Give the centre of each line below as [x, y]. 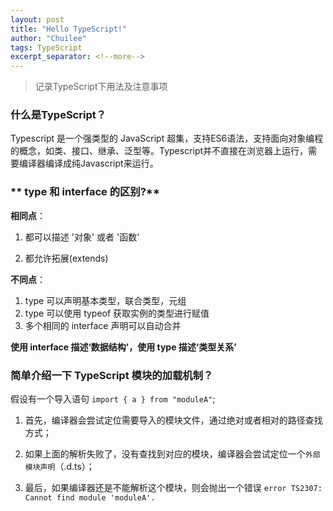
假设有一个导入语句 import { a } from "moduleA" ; [113, 399]
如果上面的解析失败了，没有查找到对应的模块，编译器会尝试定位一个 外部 [172, 454]
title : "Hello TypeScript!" [69, 29]
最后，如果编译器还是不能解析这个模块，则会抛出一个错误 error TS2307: [173, 488]
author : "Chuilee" [48, 38]
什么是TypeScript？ [58, 115]
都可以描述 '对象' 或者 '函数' [82, 237]
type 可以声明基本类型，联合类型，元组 [105, 300]
